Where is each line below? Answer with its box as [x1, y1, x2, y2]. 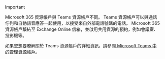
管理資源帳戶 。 [9, 49, 40, 55]
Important [5, 4, 25, 10]
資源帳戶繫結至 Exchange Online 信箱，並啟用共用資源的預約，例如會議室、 [5, 26, 159, 32]
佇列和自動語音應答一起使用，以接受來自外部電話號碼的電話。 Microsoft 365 [5, 20, 160, 26]
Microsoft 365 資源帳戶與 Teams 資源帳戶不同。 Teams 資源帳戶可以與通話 [5, 14, 158, 20]
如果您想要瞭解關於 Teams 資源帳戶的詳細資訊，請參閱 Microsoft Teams [5, 43, 151, 48]
